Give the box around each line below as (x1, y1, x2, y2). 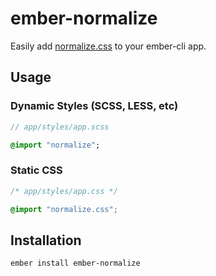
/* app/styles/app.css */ (10, 186, 118, 196)
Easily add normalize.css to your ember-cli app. (10, 40, 207, 52)
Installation (10, 232, 82, 249)
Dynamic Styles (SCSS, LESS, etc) (10, 99, 179, 113)
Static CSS (10, 163, 63, 177)
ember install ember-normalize (10, 258, 141, 269)
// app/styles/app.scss (10, 122, 110, 132)
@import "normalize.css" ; (10, 204, 118, 214)
